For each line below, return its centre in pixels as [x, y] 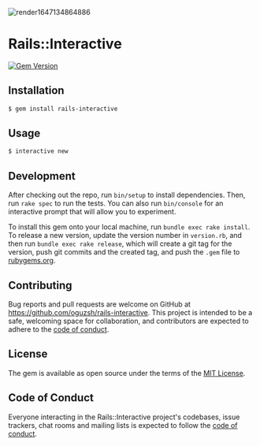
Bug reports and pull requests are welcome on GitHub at [100, 304]
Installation [36, 91]
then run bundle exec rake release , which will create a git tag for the [120, 243]
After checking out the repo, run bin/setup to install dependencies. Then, [127, 195]
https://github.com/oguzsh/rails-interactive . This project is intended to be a [130, 312]
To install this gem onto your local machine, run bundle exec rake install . [129, 227]
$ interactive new [38, 151]
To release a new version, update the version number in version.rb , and [125, 236]
